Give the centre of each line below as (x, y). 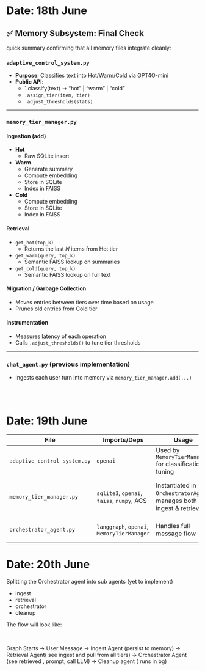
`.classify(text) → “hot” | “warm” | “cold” (74, 89)
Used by (167, 450)
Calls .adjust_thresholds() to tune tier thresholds (78, 343)
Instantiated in (176, 485)
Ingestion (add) (26, 136)
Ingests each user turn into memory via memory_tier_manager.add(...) (103, 378)
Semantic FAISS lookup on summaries (72, 262)
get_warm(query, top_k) (45, 255)
